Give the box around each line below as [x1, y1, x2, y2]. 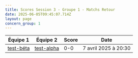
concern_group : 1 [5, 21, 41, 26]
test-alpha [34, 45, 59, 52]
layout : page [5, 16, 32, 21]
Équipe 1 [8, 36, 29, 43]
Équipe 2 [36, 36, 57, 43]
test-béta [7, 45, 30, 52]
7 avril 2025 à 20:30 [83, 45, 131, 52]
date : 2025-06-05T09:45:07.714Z [5, 12, 71, 17]
